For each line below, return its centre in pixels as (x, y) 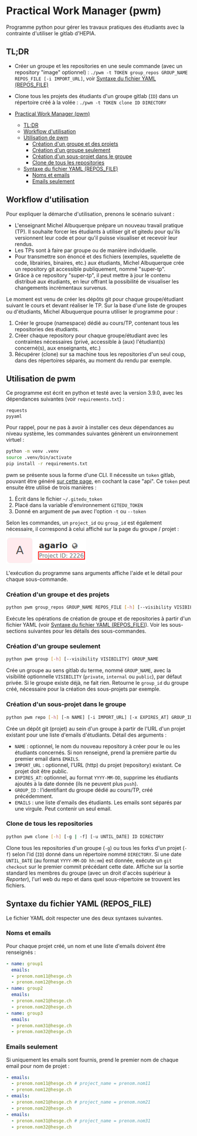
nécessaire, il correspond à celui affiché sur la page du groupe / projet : (93, 529)
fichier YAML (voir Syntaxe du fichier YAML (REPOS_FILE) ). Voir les (87, 625)
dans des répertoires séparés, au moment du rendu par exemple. (93, 360)
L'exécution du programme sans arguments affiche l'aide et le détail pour (94, 573)
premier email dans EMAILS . (47, 758)
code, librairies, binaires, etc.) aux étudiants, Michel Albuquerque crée (99, 263)
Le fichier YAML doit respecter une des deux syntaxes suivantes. (84, 918)
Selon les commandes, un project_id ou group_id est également (84, 523)
